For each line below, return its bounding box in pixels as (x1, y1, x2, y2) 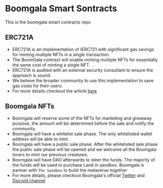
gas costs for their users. (12, 83, 63, 89)
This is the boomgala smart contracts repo (5, 19, 91, 25)
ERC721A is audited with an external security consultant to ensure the (12, 67, 153, 73)
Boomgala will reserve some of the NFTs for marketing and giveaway (12, 115, 152, 121)
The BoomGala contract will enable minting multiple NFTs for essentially (12, 57, 158, 63)
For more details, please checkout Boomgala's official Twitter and (12, 172, 145, 178)
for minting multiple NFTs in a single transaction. (12, 51, 110, 57)
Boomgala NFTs (5, 102, 54, 111)
